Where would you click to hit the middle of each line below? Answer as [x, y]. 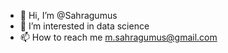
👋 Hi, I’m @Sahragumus [68, 15]
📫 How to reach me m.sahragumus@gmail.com [118, 37]
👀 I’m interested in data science [84, 26]
